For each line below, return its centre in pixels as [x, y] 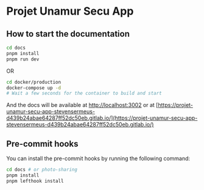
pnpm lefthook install [35, 181]
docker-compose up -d [34, 88]
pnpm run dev [23, 59]
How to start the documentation [68, 34]
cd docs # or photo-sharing [42, 170]
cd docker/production [34, 82]
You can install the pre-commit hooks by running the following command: [98, 159]
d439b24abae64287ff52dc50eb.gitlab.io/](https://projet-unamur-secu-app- [102, 118]
